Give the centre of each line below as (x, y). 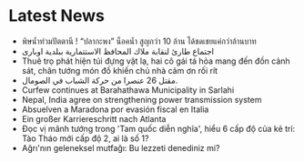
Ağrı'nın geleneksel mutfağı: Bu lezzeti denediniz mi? (121, 147)
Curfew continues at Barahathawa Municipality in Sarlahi (128, 90)
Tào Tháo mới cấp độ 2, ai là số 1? (85, 138)
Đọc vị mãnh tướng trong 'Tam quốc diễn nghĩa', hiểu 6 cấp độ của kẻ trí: (158, 128)
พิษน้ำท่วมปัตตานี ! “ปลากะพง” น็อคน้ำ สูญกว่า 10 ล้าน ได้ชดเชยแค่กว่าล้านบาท (139, 41)
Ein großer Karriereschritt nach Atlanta (94, 118)
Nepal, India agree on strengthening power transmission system (142, 99)
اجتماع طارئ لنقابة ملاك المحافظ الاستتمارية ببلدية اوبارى (118, 51)
